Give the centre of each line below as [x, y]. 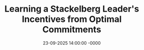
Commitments [72, 30]
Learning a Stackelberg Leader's [72, 9]
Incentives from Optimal [72, 19]
